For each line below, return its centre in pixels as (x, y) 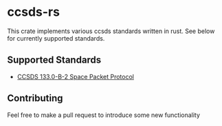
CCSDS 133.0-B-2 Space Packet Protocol (75, 76)
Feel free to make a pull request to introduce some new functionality (104, 115)
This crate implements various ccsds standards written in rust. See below (111, 31)
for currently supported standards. (56, 38)
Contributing (35, 98)
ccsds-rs (34, 12)
